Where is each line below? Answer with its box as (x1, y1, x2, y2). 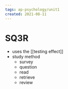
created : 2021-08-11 (5, 12, 47, 17)
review (19, 80, 33, 86)
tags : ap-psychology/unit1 (5, 7, 60, 12)
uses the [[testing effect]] (12, 49, 64, 54)
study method (12, 54, 40, 60)
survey (19, 59, 34, 65)
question (19, 64, 37, 70)
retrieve (19, 74, 35, 80)
